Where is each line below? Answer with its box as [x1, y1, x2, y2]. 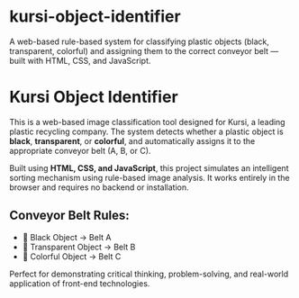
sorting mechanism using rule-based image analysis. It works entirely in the [9, 172, 290, 183]
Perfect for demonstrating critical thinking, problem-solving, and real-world [9, 268, 289, 279]
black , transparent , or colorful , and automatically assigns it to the [9, 135, 256, 146]
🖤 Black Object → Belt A [22, 231, 112, 242]
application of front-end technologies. [9, 277, 150, 289]
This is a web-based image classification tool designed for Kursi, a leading [9, 116, 285, 127]
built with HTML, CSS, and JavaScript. [9, 55, 151, 66]
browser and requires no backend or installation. [9, 182, 189, 193]
